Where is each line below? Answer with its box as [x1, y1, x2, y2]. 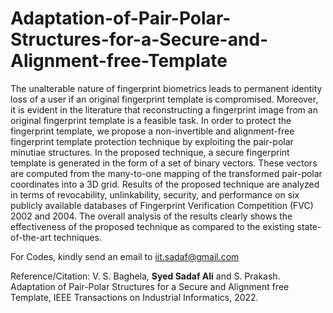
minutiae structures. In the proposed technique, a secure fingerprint [10, 146, 290, 158]
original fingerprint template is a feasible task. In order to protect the [10, 114, 292, 126]
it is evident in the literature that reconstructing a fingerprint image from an [10, 103, 318, 116]
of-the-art [10, 231, 52, 243]
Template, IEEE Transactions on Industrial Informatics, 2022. [10, 291, 259, 303]
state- [296, 220, 322, 232]
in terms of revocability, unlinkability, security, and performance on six [10, 188, 300, 201]
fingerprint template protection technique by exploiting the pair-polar [10, 135, 294, 147]
